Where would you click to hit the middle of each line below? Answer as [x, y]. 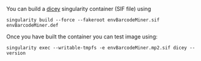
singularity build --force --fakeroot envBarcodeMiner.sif [83, 20]
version [16, 53]
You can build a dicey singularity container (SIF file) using [79, 9]
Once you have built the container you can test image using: [82, 37]
